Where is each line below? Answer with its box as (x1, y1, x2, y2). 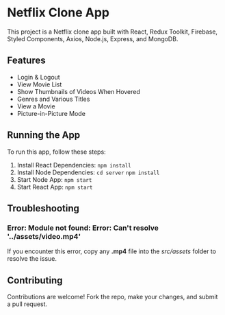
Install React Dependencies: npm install (16, 161, 131, 169)
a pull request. (7, 300, 48, 308)
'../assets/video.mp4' (7, 231, 81, 241)
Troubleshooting (7, 202, 80, 214)
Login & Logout (16, 73, 60, 81)
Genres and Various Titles (16, 95, 90, 103)
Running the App (7, 129, 81, 141)
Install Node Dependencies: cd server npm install (16, 168, 160, 176)
